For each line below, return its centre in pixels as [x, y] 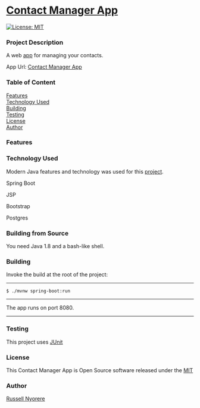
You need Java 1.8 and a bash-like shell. [55, 246]
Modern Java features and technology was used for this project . [85, 171]
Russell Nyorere [26, 399]
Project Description [35, 42]
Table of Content [31, 82]
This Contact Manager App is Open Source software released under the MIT [100, 370]
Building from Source [37, 233]
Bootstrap [18, 206]
